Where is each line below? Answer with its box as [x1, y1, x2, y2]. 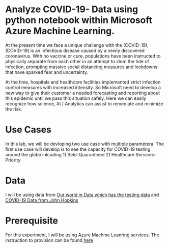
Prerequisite [5, 215, 59, 226]
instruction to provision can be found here [5, 237, 93, 243]
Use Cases [5, 124, 52, 135]
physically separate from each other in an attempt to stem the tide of [5, 58, 149, 64]
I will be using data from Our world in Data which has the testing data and [5, 191, 159, 198]
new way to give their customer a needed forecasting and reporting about [5, 90, 160, 96]
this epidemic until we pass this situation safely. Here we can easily [5, 95, 147, 101]
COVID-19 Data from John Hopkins [5, 197, 78, 203]
